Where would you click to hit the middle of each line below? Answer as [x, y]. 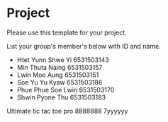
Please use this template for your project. [67, 32]
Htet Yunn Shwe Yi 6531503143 [63, 60]
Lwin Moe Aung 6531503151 [58, 75]
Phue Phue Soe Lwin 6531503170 [66, 90]
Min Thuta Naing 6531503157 [60, 67]
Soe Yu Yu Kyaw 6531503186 [60, 82]
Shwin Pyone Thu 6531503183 [61, 97]
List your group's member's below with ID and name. [84, 46]
